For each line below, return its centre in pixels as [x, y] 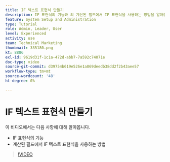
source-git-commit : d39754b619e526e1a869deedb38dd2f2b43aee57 [72, 67]
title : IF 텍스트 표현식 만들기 [35, 10]
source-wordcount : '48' [30, 76]
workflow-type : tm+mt [28, 72]
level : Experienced [26, 34]
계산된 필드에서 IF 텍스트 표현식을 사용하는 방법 [59, 144]
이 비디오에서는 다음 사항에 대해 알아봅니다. [48, 127]
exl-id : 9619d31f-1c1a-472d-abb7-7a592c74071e [55, 57]
